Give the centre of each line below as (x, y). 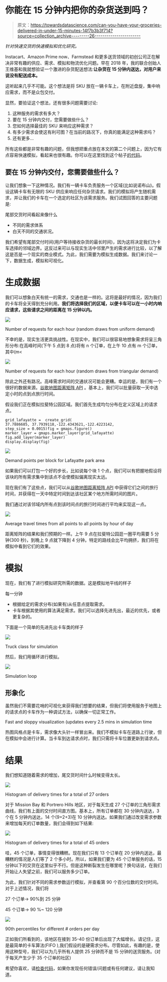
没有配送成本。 (25, 75)
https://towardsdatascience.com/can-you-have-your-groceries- (96, 25)
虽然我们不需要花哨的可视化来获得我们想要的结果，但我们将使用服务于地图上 (83, 706)
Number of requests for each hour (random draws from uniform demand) (80, 329)
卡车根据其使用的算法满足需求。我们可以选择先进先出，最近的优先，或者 (86, 610)
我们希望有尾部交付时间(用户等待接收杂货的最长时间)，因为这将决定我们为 (81, 242)
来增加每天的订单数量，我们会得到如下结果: (49, 823)
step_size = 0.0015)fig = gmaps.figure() (49, 429)
